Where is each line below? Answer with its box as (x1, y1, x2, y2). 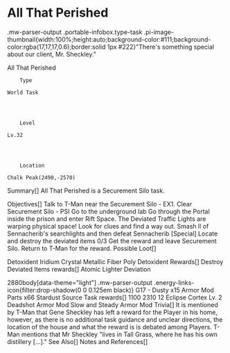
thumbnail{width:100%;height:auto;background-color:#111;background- (7, 35, 211, 43)
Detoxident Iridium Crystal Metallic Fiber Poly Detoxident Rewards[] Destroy (7, 257, 224, 265)
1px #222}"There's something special (107, 42, 215, 51)
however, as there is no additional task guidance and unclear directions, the (7, 315, 223, 324)
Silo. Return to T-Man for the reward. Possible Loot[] (7, 244, 157, 252)
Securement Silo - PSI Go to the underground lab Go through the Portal (7, 207, 210, 215)
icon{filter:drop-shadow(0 (7, 286, 82, 294)
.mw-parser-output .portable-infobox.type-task (7, 28, 143, 36)
